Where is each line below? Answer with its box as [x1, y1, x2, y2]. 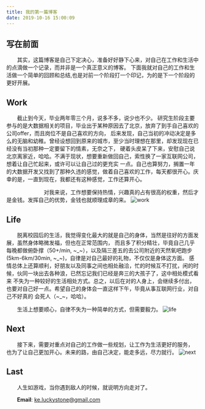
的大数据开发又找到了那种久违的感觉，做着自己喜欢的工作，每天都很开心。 [6, 168, 193, 175]
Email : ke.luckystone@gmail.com [17, 396, 101, 403]
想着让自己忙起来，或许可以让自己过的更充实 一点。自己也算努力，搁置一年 [6, 160, 195, 168]
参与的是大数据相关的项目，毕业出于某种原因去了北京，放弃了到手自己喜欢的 [6, 122, 199, 129]
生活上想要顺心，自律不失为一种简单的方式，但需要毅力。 [17, 306, 162, 313]
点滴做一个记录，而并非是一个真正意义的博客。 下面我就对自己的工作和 [11, 64, 190, 71]
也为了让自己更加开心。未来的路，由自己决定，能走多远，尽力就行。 [6, 348, 178, 356]
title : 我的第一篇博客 [6, 9, 58, 15]
